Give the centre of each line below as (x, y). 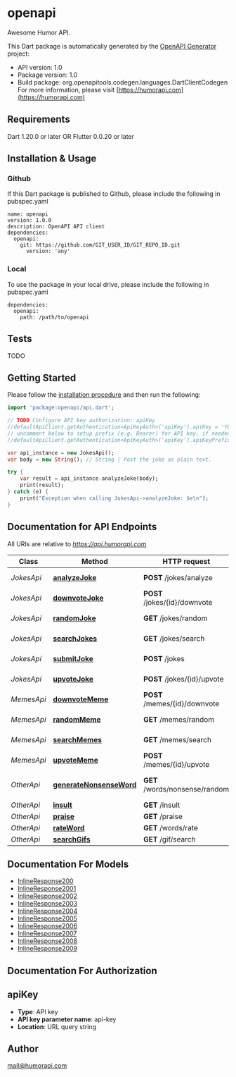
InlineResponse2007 (47, 934)
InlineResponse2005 (47, 918)
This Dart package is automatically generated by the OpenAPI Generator (112, 46)
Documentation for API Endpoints (82, 527)
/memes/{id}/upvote (176, 764)
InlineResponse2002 (47, 896)
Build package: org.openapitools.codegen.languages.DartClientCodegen (123, 82)
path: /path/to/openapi (55, 317)
